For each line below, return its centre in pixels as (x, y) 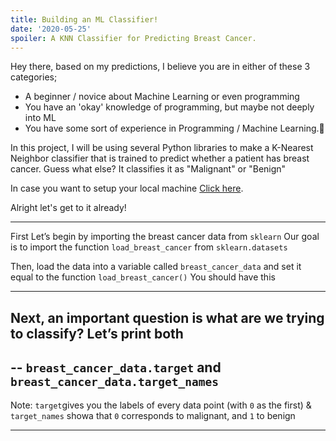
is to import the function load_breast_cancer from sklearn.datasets (149, 247)
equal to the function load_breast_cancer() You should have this (143, 277)
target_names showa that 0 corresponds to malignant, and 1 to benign (153, 415)
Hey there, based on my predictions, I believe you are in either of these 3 (160, 67)
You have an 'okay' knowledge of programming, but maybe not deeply (169, 107)
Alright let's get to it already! (68, 208)
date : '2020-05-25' (51, 29)
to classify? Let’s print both (97, 333)
